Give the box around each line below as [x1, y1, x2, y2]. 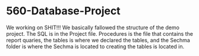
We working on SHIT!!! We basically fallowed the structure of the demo [6, 24, 180, 31]
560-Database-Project [6, 4, 121, 18]
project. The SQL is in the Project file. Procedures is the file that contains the [6, 30, 193, 37]
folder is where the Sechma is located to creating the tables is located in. [6, 43, 185, 50]
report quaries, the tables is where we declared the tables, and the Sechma [6, 36, 190, 43]
